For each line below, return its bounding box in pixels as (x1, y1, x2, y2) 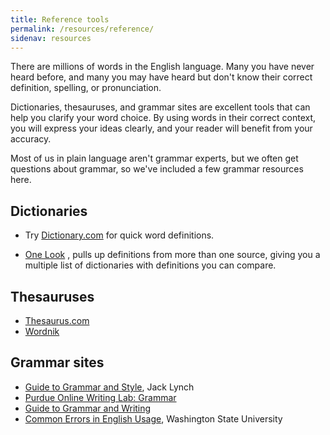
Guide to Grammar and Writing (24, 402, 152, 414)
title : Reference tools (10, 14, 110, 25)
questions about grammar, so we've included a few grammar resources (10, 163, 304, 175)
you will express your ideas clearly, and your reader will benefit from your (10, 122, 313, 135)
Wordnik (24, 326, 60, 337)
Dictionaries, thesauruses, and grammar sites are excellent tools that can (10, 101, 311, 113)
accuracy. (10, 133, 52, 145)
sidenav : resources (10, 33, 92, 43)
